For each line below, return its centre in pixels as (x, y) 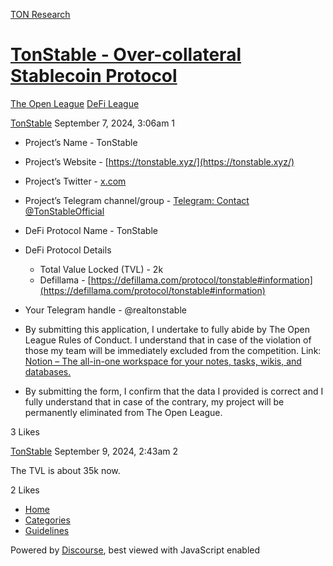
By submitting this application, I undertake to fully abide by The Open (167, 329)
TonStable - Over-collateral (126, 55)
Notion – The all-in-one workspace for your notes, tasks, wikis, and (163, 361)
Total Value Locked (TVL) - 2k (101, 269)
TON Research (40, 14)
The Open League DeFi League (75, 103)
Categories (47, 520)
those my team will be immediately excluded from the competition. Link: (173, 350)
